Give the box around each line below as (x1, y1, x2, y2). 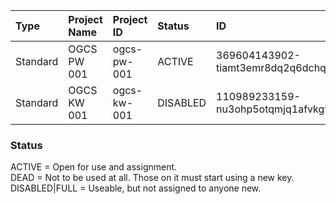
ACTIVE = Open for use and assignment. (10, 161, 178, 173)
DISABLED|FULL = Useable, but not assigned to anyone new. (10, 182, 262, 194)
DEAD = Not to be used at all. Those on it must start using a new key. (10, 172, 295, 184)
